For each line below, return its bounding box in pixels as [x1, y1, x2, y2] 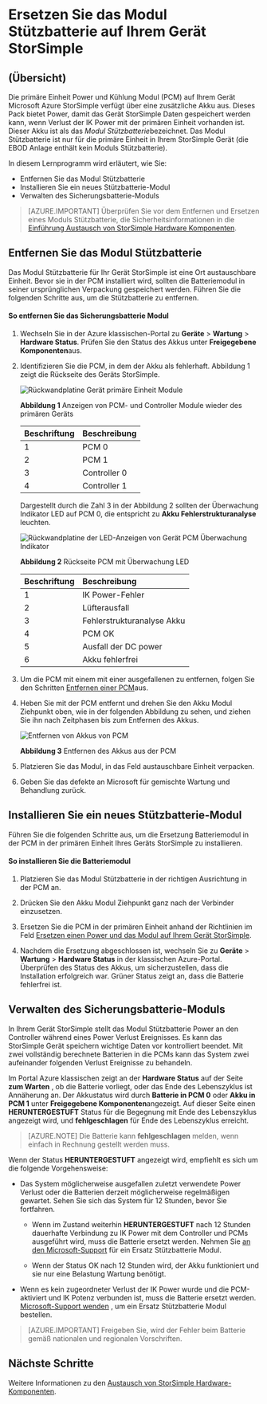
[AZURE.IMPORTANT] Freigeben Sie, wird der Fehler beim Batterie [27, 1325, 245, 1335]
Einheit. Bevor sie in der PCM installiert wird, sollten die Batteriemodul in [8, 276, 245, 285]
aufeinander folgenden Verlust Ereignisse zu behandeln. [8, 1057, 193, 1067]
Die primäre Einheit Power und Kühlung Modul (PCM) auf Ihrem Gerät [8, 92, 236, 101]
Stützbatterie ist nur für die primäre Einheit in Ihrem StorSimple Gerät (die [8, 135, 249, 144]
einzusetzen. [19, 907, 62, 916]
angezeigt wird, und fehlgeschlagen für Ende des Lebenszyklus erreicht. [8, 1116, 249, 1125]
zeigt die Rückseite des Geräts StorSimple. [19, 370, 160, 379]
